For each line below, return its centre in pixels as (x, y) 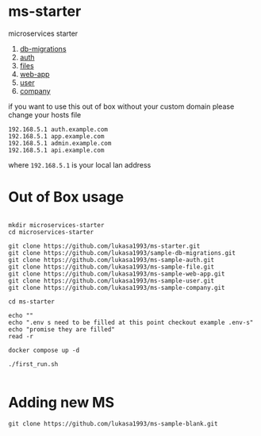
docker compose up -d (44, 350)
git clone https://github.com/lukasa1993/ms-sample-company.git (117, 287)
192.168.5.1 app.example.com (56, 136)
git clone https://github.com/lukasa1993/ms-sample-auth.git (111, 260)
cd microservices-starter (51, 232)
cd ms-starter (32, 301)
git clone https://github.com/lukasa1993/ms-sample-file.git (111, 267)
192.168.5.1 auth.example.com (58, 129)
